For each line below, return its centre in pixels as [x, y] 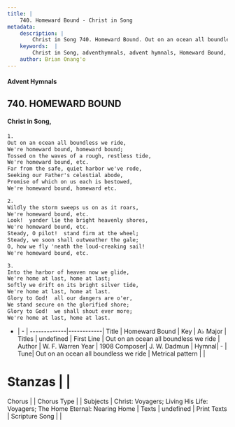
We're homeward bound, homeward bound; [65, 149]
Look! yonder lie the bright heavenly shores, [78, 220]
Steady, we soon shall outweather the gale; [73, 240]
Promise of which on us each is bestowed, [70, 182]
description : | [42, 33]
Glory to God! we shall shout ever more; [70, 311]
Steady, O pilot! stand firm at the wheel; [73, 234]
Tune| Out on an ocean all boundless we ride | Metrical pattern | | [111, 353]
